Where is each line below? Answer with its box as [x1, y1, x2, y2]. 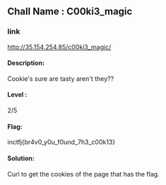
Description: [7, 59, 45, 68]
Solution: [7, 154, 35, 162]
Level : [7, 91, 28, 99]
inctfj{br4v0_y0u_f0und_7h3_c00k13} [7, 138, 115, 146]
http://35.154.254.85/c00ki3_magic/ [7, 42, 112, 51]
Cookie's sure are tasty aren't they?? [7, 74, 114, 83]
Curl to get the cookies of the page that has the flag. [7, 170, 160, 178]
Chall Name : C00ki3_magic [7, 6, 133, 18]
